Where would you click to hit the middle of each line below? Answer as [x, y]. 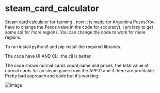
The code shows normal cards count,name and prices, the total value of [77, 65]
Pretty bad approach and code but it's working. [52, 76]
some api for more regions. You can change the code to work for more [75, 32]
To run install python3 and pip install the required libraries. [63, 46]
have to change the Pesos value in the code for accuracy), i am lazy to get [79, 27]
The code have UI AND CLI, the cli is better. [48, 56]
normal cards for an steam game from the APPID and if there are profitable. [80, 70]
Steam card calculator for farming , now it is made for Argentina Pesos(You [80, 22]
